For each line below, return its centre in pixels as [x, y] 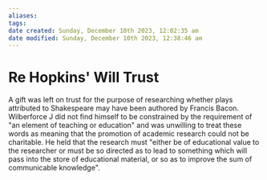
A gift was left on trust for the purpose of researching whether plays [121, 100]
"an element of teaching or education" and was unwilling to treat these [125, 126]
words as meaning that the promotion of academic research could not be [129, 134]
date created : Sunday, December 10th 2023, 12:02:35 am [103, 30]
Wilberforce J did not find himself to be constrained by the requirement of [130, 117]
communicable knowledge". [54, 168]
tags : [17, 23]
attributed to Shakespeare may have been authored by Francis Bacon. [123, 108]
